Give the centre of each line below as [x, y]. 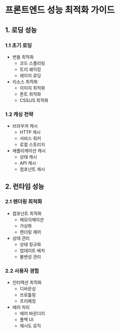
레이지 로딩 [30, 75]
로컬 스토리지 [32, 144]
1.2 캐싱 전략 [19, 114]
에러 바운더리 [32, 313]
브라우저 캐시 [25, 126]
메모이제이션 [32, 219]
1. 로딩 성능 [21, 30]
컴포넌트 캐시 [32, 169]
